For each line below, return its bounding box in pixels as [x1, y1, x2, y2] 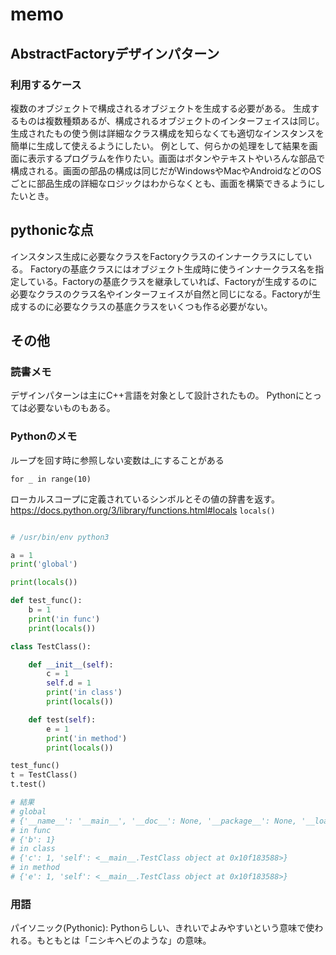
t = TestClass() [10, 770, 78, 780]
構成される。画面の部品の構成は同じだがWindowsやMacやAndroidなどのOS [10, 164, 322, 177]
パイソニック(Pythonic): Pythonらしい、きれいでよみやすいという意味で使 [10, 922, 315, 934]
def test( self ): [28, 714, 97, 725]
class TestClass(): [10, 641, 92, 652]
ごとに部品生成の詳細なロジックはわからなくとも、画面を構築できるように [10, 177, 317, 189]
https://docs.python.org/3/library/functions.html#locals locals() [10, 504, 276, 516]
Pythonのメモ [10, 429, 78, 443]
